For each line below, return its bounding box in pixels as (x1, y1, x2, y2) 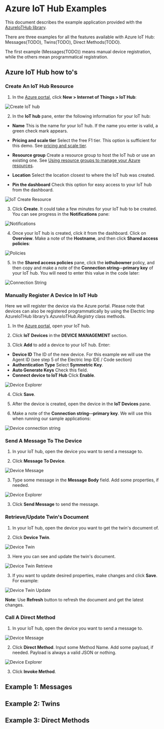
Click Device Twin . (12, 534, 50, 540)
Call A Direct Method (5, 614, 55, 621)
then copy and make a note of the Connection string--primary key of (12, 265, 153, 271)
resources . (12, 163, 34, 168)
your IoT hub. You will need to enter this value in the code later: (12, 270, 140, 276)
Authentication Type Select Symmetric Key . (12, 362, 103, 367)
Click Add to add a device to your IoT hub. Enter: (12, 342, 111, 348)
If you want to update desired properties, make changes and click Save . (12, 572, 158, 578)
